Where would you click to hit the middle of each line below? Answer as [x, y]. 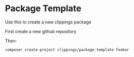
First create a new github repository [41, 31]
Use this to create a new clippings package [48, 22]
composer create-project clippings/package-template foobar [67, 50]
